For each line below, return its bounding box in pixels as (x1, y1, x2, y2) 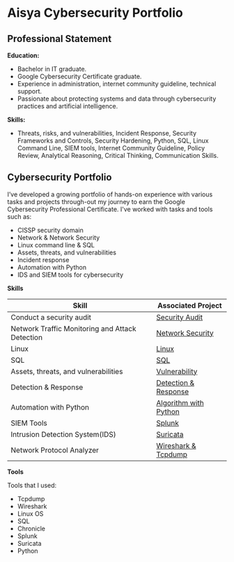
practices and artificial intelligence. (17, 102, 118, 110)
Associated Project (157, 301, 222, 310)
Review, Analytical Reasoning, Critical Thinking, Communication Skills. (17, 152, 219, 159)
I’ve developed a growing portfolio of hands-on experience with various (7, 190, 213, 199)
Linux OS (17, 509, 44, 518)
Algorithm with (156, 398, 204, 408)
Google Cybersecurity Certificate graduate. (17, 72, 142, 80)
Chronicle (17, 524, 45, 533)
